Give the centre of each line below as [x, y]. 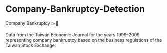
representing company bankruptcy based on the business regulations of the [84, 40]
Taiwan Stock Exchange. [31, 45]
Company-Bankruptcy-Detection [75, 9]
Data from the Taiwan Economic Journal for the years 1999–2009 [72, 34]
